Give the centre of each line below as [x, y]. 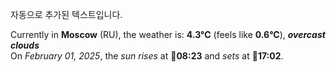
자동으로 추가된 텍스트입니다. [66, 14]
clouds [25, 45]
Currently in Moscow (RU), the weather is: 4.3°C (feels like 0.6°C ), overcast [168, 34]
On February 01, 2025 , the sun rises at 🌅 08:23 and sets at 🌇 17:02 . [147, 56]
